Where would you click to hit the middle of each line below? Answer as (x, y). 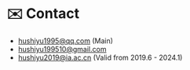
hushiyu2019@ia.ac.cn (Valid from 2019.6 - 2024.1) (100, 57)
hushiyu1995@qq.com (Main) (66, 41)
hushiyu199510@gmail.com (62, 49)
